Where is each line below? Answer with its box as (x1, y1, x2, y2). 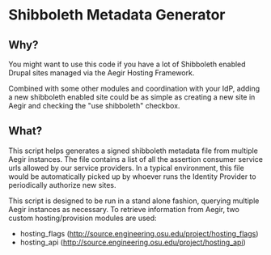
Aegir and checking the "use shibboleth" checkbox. (8, 101, 180, 110)
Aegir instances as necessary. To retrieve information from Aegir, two (8, 204, 240, 214)
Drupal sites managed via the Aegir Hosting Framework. (8, 68, 195, 78)
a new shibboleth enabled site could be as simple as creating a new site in (8, 92, 256, 102)
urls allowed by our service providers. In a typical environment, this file (8, 163, 244, 172)
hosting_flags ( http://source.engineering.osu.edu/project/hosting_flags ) (19, 228, 259, 238)
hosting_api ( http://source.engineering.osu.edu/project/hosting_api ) (19, 237, 247, 247)
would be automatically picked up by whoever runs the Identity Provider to (8, 172, 256, 181)
